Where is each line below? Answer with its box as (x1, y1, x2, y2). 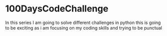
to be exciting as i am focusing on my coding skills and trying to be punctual (5, 24, 162, 30)
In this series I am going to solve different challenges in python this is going (5, 19, 161, 25)
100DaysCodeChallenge (5, 3, 109, 14)
